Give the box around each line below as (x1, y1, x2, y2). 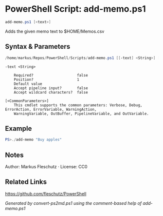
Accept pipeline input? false (14, 85, 89, 91)
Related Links (5, 178, 47, 186)
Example (5, 124, 32, 133)
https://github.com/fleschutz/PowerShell (5, 191, 87, 196)
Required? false (14, 73, 89, 78)
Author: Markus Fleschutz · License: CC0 (5, 164, 88, 169)
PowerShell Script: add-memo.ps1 (5, 3, 146, 15)
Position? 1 (14, 77, 79, 82)
